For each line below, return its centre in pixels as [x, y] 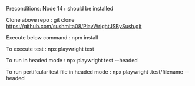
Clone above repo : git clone [40, 20]
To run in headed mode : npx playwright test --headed [72, 60]
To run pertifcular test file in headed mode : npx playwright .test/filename [95, 72]
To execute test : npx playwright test [50, 49]
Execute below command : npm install [52, 37]
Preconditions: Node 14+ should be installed [60, 9]
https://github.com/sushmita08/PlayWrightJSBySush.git [74, 26]
